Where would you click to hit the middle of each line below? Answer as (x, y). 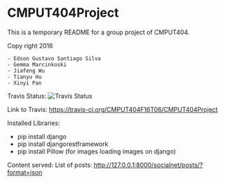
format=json (25, 172)
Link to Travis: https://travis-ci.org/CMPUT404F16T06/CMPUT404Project (113, 109)
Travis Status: (27, 96)
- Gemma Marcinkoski (37, 64)
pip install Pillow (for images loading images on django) (96, 151)
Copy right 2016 (30, 45)
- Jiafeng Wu (26, 71)
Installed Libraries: (34, 123)
